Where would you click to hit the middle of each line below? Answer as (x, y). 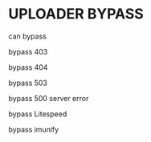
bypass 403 (28, 51)
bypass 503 (28, 83)
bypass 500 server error (49, 98)
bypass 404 (28, 67)
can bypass (27, 36)
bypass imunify (34, 129)
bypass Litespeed (38, 114)
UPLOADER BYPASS (76, 14)
